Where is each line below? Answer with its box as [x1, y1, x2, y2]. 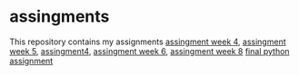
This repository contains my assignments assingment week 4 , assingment [9, 36, 286, 47]
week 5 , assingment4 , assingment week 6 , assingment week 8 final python [9, 45, 290, 56]
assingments [9, 6, 110, 27]
